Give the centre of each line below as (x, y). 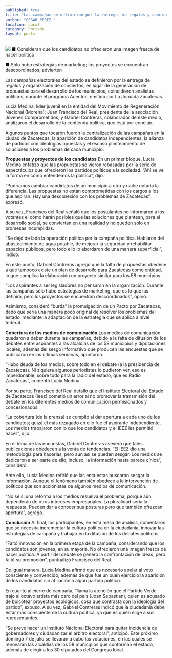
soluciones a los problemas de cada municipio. (55, 149)
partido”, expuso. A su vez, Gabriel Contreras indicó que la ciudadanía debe (85, 607)
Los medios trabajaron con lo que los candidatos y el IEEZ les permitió (79, 428)
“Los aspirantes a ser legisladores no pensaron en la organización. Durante (84, 285)
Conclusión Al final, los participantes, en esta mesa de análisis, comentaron (85, 523)
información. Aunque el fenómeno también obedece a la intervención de (82, 481)
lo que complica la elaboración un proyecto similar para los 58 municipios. (83, 275)
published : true (23, 10)
